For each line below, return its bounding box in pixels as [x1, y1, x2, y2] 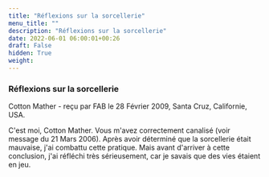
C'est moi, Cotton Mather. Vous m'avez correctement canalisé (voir [8, 126, 230, 135]
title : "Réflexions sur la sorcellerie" [8, 11, 146, 20]
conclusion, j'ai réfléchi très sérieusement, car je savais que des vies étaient [8, 151, 261, 161]
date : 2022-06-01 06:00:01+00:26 [8, 34, 120, 43]
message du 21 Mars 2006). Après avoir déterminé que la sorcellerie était [8, 134, 251, 144]
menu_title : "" [8, 19, 59, 27]
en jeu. [8, 160, 31, 170]
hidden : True [8, 49, 52, 57]
